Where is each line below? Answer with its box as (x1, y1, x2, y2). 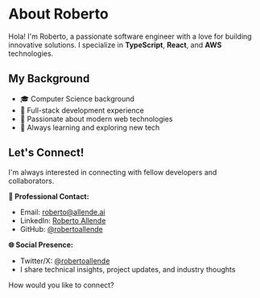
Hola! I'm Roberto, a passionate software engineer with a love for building (8, 31, 252, 41)
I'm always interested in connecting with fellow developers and (8, 167, 217, 177)
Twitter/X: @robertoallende (19, 255, 110, 266)
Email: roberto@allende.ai (19, 207, 106, 217)
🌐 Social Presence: (8, 239, 74, 250)
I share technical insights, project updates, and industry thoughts (19, 264, 236, 274)
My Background (8, 72, 90, 85)
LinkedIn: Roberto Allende (19, 215, 106, 226)
